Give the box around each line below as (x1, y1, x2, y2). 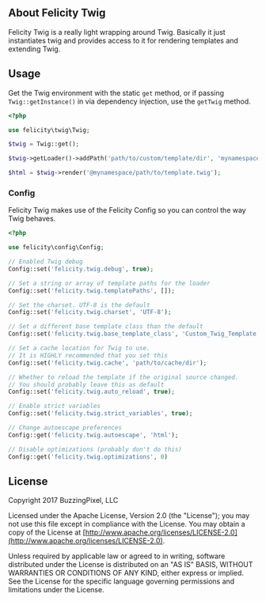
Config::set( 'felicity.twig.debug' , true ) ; (8, 265, 154, 273)
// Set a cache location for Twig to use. (8, 344, 150, 353)
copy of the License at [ (8, 527, 85, 537)
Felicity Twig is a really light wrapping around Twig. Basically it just (8, 27, 226, 36)
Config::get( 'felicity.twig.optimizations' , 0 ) (8, 452, 169, 461)
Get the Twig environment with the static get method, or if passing (8, 88, 224, 97)
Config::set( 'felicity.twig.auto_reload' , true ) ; (8, 387, 176, 396)
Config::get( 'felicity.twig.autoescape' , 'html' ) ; (8, 431, 179, 439)
